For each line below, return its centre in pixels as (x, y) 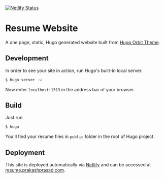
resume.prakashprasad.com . (35, 170)
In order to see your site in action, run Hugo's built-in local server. (74, 70)
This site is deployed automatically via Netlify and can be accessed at (78, 165)
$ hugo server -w (24, 80)
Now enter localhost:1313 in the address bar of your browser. (70, 89)
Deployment (25, 152)
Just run (14, 118)
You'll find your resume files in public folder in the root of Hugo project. (80, 136)
